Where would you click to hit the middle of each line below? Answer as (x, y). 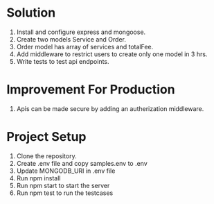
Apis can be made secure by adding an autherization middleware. (110, 108)
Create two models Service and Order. (71, 39)
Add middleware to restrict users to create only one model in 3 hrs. (112, 54)
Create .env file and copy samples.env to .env (82, 163)
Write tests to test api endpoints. (63, 61)
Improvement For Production (91, 90)
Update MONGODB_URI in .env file (66, 171)
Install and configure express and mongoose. (81, 32)
